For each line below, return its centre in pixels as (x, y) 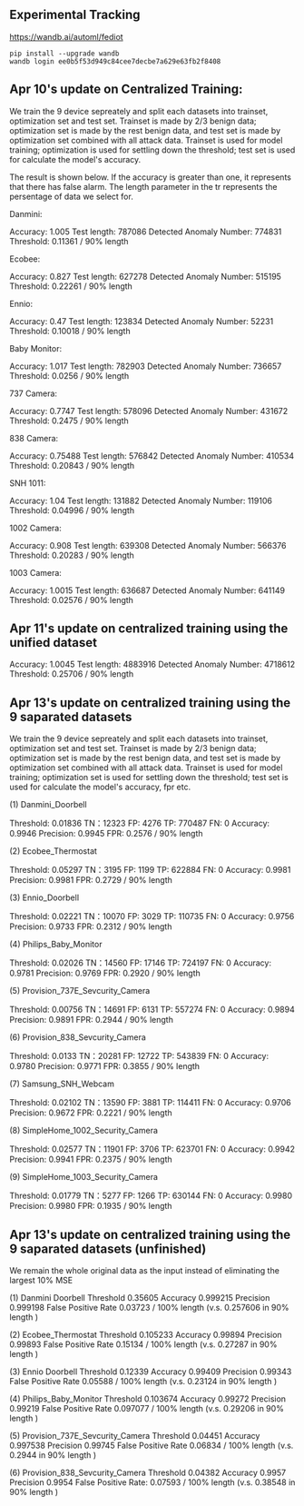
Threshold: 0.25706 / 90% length (72, 674)
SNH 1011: (28, 483)
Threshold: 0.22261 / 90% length (71, 286)
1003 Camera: (35, 572)
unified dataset (54, 643)
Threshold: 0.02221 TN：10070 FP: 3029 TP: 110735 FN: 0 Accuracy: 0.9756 (152, 916)
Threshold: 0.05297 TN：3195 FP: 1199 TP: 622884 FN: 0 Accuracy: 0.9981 (150, 870)
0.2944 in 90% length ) (53, 1455)
